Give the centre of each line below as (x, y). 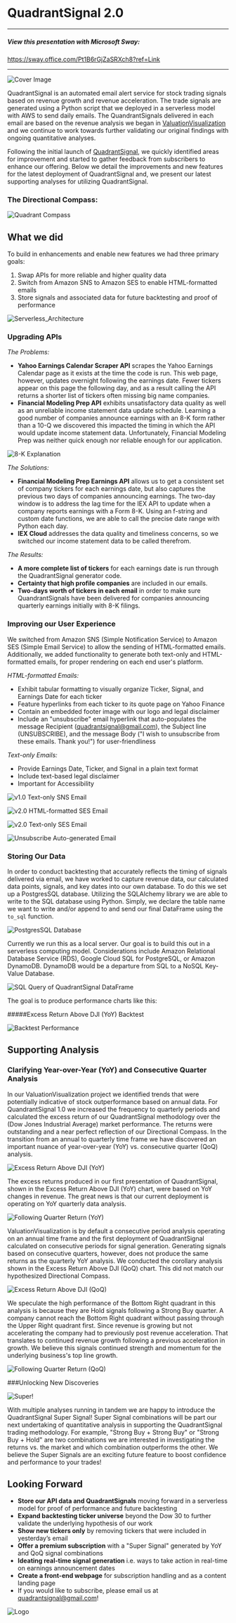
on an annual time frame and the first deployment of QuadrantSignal (106, 1238)
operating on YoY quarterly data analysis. (67, 1203)
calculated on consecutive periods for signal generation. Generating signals (117, 1245)
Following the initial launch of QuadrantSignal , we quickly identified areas (113, 151)
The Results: (25, 555)
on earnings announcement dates (66, 1568)
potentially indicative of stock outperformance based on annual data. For (113, 1101)
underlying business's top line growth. (63, 1355)
